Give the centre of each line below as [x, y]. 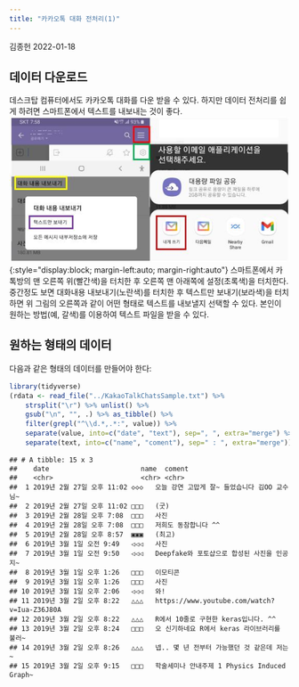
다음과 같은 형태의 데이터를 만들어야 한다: [81, 368]
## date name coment [99, 469]
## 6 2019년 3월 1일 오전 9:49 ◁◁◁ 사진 [89, 544]
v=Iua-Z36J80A [36, 609]
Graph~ [21, 675]
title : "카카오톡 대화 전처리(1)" [65, 19]
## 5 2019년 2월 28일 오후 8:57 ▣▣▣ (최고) [93, 535]
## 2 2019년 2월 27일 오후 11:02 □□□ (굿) [89, 506]
